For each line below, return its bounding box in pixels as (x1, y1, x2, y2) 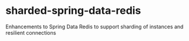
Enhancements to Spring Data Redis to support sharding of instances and (5, 23, 184, 30)
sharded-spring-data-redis (5, 4, 141, 17)
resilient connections (5, 29, 57, 36)
